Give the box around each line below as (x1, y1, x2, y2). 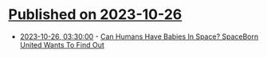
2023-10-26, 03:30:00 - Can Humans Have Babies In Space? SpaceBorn (19, 32, 259, 41)
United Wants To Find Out (19, 40, 105, 49)
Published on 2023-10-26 (8, 6, 183, 24)
